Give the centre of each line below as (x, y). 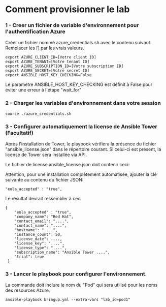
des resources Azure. (28, 290)
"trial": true (29, 257)
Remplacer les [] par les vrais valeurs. (45, 48)
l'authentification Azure (35, 32)
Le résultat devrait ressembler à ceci (43, 199)
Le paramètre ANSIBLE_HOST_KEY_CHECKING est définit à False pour (79, 84)
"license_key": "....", (40, 243)
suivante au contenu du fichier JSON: (44, 180)
